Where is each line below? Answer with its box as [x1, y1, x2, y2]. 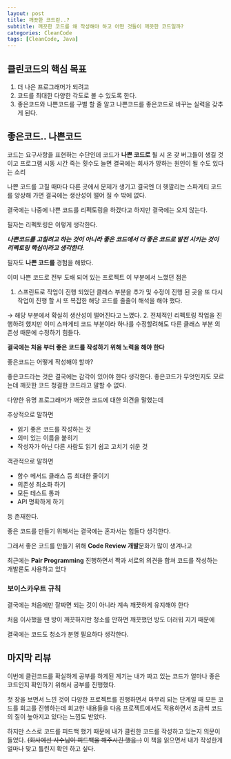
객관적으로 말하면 [7, 457, 54, 465]
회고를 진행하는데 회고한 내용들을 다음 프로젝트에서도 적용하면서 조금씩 [19, 704, 210, 712]
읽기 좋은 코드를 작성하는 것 [17, 425, 92, 433]
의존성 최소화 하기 [17, 480, 66, 488]
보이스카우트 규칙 [7, 584, 61, 593]
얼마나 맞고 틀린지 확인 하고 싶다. [7, 744, 96, 753]
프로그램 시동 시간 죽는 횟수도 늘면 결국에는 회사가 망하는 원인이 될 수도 [19, 159, 212, 167]
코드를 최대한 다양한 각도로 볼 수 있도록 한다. [17, 91, 137, 99]
